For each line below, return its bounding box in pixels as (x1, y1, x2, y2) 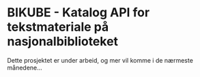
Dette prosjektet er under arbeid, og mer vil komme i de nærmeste (7, 56, 193, 64)
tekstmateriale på (7, 19, 109, 35)
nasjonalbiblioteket (7, 34, 118, 49)
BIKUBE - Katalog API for (7, 5, 150, 20)
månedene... (7, 63, 42, 72)
